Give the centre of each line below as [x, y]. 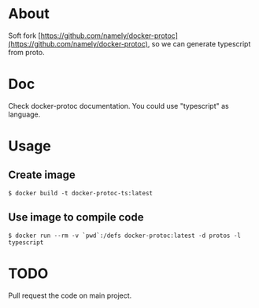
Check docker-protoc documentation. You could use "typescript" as [119, 106]
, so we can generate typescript [199, 43]
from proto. [26, 52]
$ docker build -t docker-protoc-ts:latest [81, 193]
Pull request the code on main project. [70, 295]
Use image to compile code [76, 217]
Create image [42, 175]
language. [24, 114]
